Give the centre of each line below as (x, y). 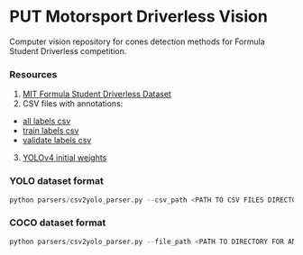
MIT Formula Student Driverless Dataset (96, 94)
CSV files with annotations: (73, 104)
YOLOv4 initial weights (64, 158)
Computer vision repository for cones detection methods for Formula (138, 41)
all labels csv (46, 121)
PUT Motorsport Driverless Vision (138, 17)
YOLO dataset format (56, 181)
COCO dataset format (58, 223)
